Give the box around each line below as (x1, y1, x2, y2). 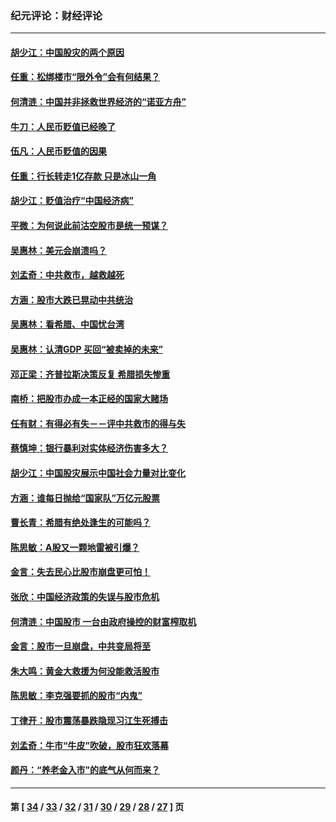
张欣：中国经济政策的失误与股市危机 (10, 590, 160, 602)
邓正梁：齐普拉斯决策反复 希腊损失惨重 (10, 368, 171, 380)
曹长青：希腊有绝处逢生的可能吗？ (10, 517, 151, 529)
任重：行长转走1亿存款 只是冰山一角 (10, 170, 157, 182)
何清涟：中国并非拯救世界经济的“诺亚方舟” (10, 96, 187, 108)
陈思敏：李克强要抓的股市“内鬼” (10, 690, 143, 702)
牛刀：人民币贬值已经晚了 (10, 120, 116, 132)
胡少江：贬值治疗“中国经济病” (10, 195, 135, 207)
